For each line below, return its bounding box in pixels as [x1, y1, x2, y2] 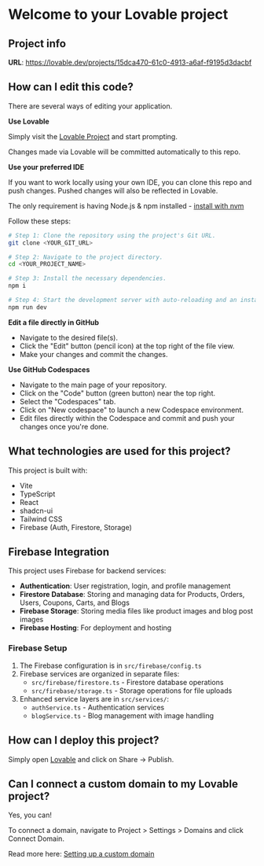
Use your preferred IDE [8, 162, 85, 171]
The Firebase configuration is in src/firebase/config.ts [19, 661, 202, 670]
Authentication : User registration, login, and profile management [19, 581, 231, 591]
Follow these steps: [8, 216, 71, 226]
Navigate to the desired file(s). [19, 333, 118, 342]
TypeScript [19, 489, 56, 499]
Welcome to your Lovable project [8, 6, 229, 24]
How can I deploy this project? [8, 734, 159, 747]
